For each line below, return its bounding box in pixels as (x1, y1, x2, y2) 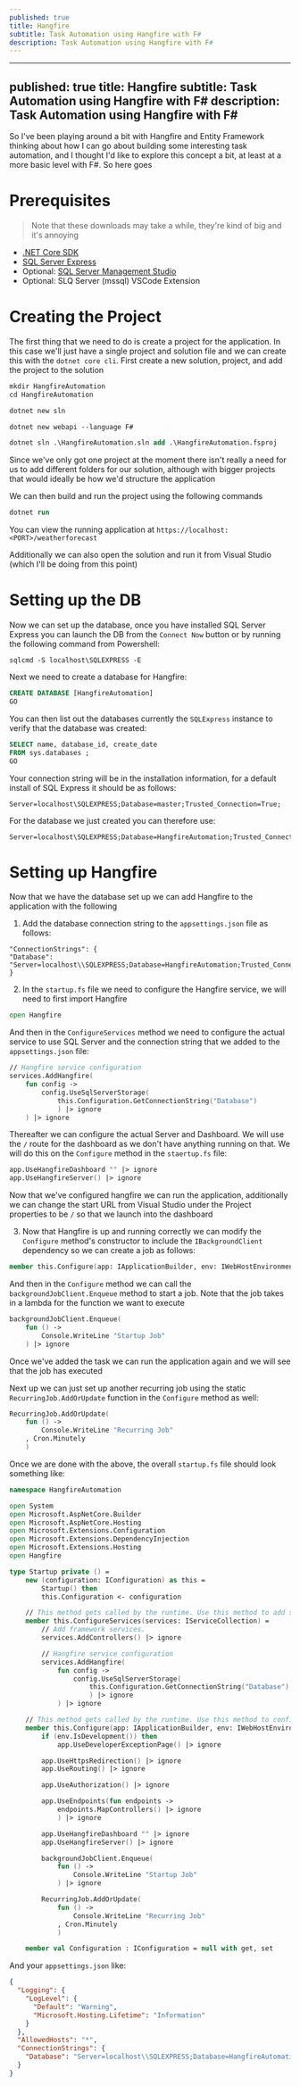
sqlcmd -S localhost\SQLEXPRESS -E (9, 656, 142, 665)
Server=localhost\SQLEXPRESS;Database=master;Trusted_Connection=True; (9, 800, 281, 809)
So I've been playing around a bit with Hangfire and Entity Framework (9, 131, 265, 142)
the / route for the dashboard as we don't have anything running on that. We (9, 1139, 290, 1150)
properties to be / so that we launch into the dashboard (9, 1209, 213, 1219)
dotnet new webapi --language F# (9, 422, 134, 431)
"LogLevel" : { (25, 1994, 78, 2004)
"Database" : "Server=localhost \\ (25, 2052, 150, 2062)
